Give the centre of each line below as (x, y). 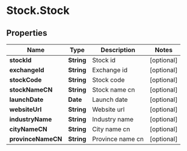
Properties (27, 33)
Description (118, 50)
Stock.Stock (38, 11)
